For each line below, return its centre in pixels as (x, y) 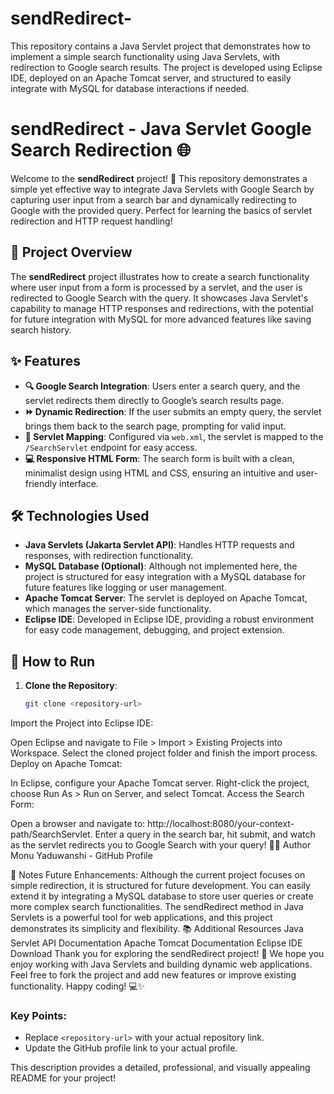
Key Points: (38, 1015)
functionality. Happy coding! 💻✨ (78, 986)
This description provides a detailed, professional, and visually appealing (160, 1068)
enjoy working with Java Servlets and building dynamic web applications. (161, 964)
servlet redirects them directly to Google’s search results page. (154, 400)
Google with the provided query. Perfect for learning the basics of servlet (161, 210)
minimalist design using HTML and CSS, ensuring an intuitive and (159, 473)
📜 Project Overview (71, 252)
